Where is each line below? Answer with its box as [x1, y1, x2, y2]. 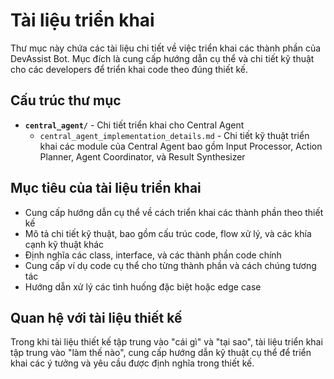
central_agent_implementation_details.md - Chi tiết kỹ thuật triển [39, 129, 310, 141]
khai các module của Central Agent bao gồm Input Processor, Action [39, 140, 323, 152]
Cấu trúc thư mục [10, 92, 122, 109]
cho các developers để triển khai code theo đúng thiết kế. [10, 63, 249, 75]
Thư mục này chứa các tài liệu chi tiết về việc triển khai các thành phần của [10, 42, 322, 54]
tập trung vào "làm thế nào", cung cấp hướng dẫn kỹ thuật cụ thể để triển [10, 347, 312, 359]
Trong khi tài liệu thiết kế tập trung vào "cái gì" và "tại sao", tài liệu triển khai [10, 336, 323, 348]
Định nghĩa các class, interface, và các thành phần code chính [24, 249, 282, 261]
